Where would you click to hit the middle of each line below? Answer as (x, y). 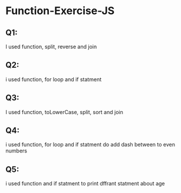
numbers (17, 151)
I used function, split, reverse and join (51, 46)
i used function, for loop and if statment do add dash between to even (90, 145)
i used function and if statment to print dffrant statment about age (85, 184)
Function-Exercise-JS (60, 11)
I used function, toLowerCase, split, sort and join (64, 112)
